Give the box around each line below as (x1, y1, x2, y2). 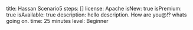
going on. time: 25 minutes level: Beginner (6, 18, 109, 24)
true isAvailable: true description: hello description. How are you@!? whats (6, 11, 187, 18)
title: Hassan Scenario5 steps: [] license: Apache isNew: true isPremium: (6, 5, 182, 12)
